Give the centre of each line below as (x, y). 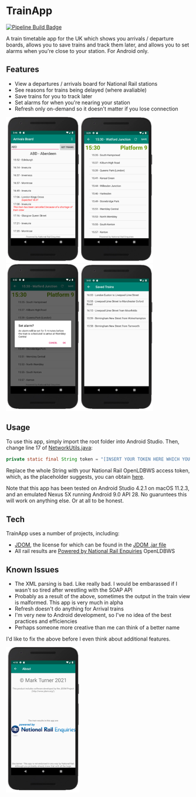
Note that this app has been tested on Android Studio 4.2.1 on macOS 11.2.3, (98, 488)
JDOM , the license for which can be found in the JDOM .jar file (90, 545)
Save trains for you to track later (53, 96)
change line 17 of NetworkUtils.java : (49, 448)
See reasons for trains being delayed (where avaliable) (80, 90)
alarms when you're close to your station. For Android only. (77, 51)
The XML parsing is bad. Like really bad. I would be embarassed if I (96, 583)
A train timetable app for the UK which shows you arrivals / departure (90, 38)
